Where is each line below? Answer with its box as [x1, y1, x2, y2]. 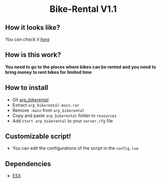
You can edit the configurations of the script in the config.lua [12, 145, 139, 151]
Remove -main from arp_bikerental [12, 107, 85, 113]
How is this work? [5, 51, 61, 59]
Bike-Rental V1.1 [49, 3, 117, 15]
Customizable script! [5, 132, 71, 141]
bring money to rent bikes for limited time [5, 69, 92, 75]
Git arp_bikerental [12, 97, 49, 103]
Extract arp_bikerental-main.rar [12, 102, 80, 108]
